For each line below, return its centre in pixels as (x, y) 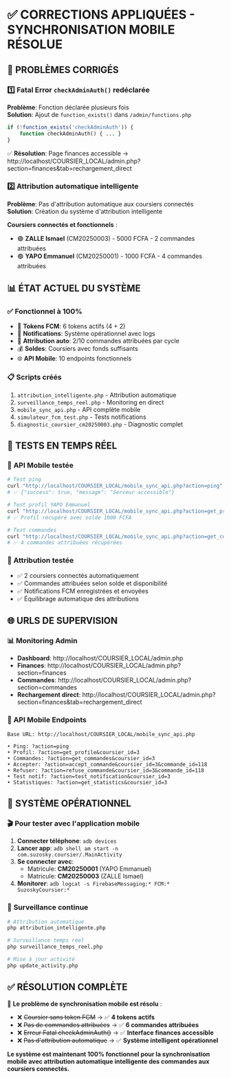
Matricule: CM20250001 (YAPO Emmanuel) (89, 869)
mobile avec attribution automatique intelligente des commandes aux (108, 1061)
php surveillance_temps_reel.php (55, 947)
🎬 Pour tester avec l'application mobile (74, 823)
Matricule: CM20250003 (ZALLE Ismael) (86, 876)
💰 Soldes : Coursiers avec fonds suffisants (78, 349)
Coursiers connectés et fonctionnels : (62, 224)
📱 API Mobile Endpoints (47, 720)
